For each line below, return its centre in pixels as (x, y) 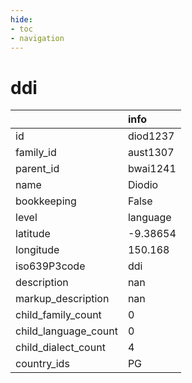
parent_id (37, 169)
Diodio (143, 185)
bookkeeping (46, 201)
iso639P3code (50, 266)
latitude (33, 234)
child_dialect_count (60, 348)
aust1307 (151, 153)
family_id (36, 153)
